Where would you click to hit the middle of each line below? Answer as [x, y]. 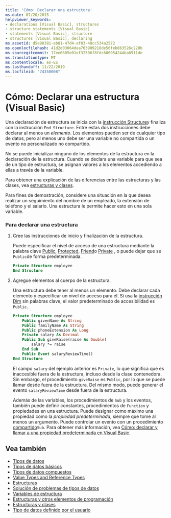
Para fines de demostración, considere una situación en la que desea [78, 195]
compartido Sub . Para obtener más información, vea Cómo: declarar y [85, 427]
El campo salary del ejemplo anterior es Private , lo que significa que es [88, 368]
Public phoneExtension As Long [55, 330]
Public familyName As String [53, 325]
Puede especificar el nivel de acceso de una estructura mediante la [83, 246]
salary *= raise [48, 345]
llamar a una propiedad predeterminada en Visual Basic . [71, 433]
